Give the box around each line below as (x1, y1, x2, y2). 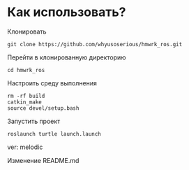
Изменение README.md (7, 156, 80, 164)
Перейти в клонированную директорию (7, 53, 127, 62)
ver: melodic (7, 143, 43, 151)
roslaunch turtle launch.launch (7, 130, 101, 137)
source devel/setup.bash (7, 104, 80, 112)
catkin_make (7, 99, 42, 106)
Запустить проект (7, 117, 61, 125)
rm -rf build (7, 92, 45, 99)
